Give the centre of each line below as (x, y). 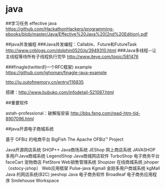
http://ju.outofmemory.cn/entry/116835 (45, 82)
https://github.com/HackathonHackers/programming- (60, 29)
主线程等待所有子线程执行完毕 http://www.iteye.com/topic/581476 (72, 56)
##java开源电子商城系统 (30, 128)
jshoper (151, 162)
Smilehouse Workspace (35, 180)
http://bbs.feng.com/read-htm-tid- (105, 113)
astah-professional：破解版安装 (38, 113)
